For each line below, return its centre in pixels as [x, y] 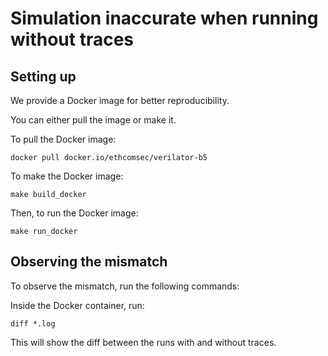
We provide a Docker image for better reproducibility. [120, 100]
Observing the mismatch [89, 262]
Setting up [43, 76]
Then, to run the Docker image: [74, 213]
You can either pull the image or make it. [93, 120]
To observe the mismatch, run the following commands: [125, 286]
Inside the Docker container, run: [77, 305]
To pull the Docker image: [63, 139]
